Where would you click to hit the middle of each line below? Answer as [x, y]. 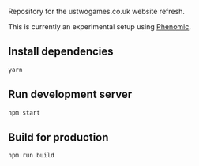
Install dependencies [61, 52]
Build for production [58, 137]
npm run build [32, 156]
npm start [24, 113]
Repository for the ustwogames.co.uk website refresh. [97, 11]
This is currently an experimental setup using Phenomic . [99, 26]
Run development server [70, 94]
